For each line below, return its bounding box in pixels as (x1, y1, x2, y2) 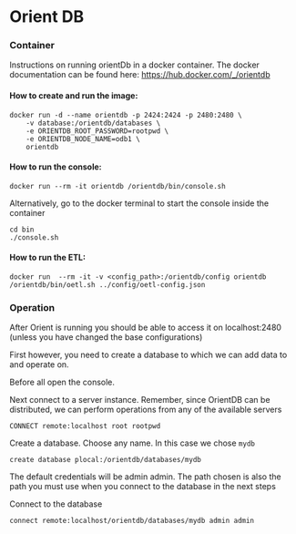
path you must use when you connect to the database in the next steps (9, 481, 276, 492)
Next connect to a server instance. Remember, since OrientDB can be (9, 395, 270, 406)
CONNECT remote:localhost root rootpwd (9, 422, 161, 431)
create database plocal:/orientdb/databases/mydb (9, 456, 202, 465)
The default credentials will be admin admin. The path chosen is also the (9, 471, 281, 482)
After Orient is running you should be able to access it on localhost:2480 (9, 322, 282, 334)
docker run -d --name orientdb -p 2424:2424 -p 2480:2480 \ (9, 110, 243, 119)
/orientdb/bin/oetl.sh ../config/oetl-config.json (9, 281, 206, 290)
